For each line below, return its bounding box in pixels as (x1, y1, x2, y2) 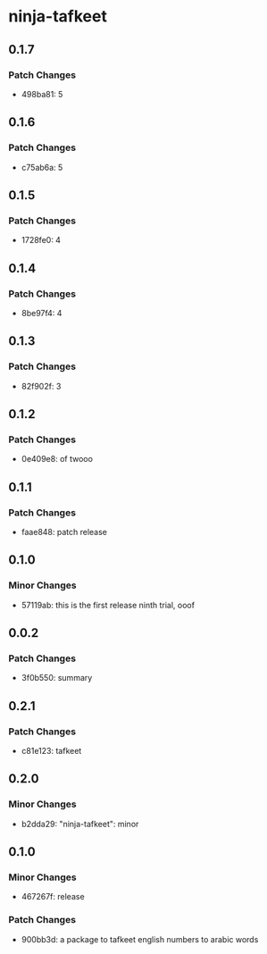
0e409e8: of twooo (21, 454, 93, 464)
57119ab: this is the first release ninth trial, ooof (21, 599, 196, 610)
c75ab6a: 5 (21, 162, 63, 172)
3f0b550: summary (21, 673, 93, 683)
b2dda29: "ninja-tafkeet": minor (21, 818, 139, 829)
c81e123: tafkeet (21, 746, 82, 757)
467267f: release (21, 891, 86, 902)
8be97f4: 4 (21, 307, 63, 318)
